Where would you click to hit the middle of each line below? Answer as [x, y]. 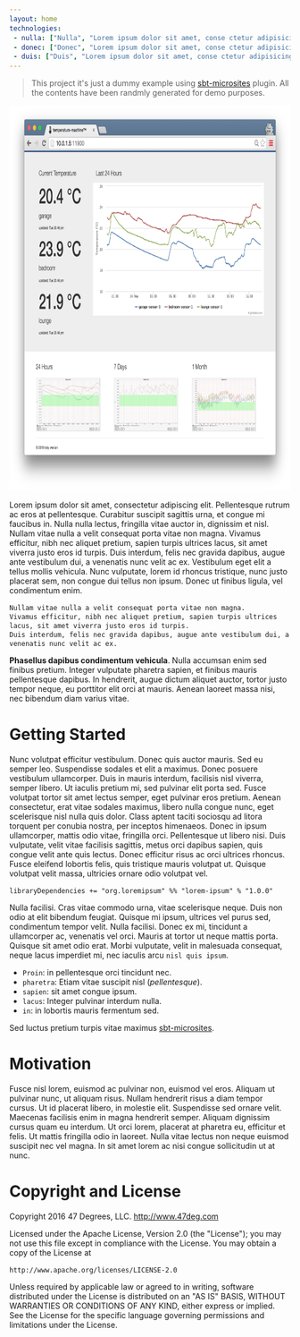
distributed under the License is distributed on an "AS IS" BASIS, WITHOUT [147, 1296]
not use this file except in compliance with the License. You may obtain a [143, 1243]
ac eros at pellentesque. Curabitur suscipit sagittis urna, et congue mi [137, 515]
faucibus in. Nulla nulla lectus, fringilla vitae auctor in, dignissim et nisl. [139, 524]
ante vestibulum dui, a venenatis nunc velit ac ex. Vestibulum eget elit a [141, 562]
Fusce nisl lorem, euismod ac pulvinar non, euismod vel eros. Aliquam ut [142, 1089]
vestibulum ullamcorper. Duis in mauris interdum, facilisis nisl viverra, [136, 779]
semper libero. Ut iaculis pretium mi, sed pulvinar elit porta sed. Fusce [138, 788]
